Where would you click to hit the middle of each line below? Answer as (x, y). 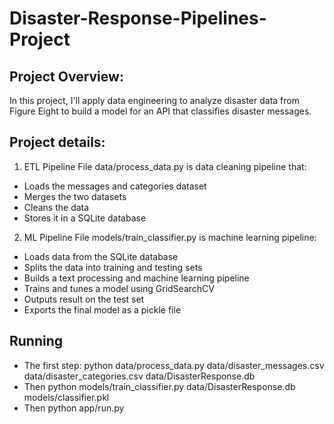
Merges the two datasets (75, 196)
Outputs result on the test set (84, 299)
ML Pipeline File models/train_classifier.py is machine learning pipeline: (170, 237)
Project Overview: (66, 76)
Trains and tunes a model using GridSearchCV (119, 288)
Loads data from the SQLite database (101, 256)
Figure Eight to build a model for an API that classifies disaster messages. (160, 111)
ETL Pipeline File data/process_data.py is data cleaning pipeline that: (165, 166)
